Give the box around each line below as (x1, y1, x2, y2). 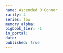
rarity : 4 (5, 12, 26, 17)
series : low (5, 17, 30, 22)
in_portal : (5, 31, 28, 36)
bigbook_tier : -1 (5, 26, 42, 31)
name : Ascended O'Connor (5, 7, 58, 13)
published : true (5, 40, 40, 45)
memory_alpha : (5, 21, 36, 27)
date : (5, 36, 17, 41)
